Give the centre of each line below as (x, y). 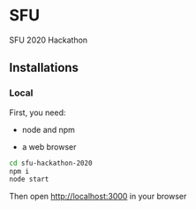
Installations (44, 68)
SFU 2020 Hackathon (49, 40)
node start (29, 179)
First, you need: (38, 113)
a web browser (49, 146)
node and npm (48, 129)
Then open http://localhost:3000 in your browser (98, 197)
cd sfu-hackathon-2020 (51, 163)
